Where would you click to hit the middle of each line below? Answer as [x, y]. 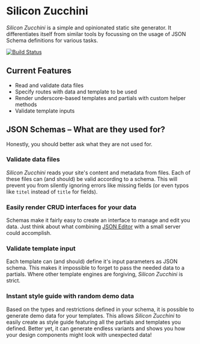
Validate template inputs [45, 111]
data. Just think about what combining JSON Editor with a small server [94, 227]
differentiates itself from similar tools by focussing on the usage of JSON [96, 34]
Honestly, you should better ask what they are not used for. [80, 144]
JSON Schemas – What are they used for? [86, 130]
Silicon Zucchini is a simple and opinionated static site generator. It [89, 28]
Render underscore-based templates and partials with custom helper [100, 98]
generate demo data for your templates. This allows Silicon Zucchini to [94, 315]
